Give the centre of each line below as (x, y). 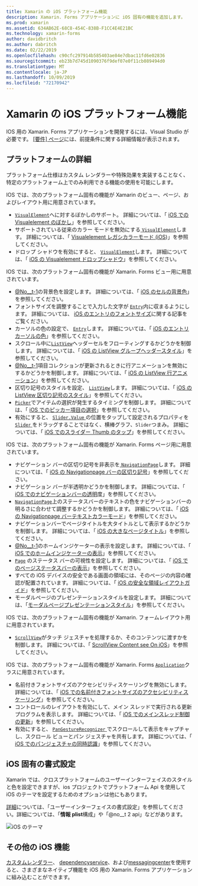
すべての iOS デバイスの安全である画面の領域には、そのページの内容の (100, 575)
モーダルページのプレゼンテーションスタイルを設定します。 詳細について (103, 597)
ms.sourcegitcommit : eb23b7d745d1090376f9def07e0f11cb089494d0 (86, 61)
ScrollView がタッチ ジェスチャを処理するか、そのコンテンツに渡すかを (101, 637)
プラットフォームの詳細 (49, 159)
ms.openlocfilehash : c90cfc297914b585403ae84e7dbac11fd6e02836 (86, 56)
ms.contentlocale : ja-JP (37, 72)
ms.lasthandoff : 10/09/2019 (41, 77)
